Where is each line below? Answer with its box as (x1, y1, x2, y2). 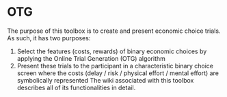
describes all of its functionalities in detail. (16, 83, 136, 92)
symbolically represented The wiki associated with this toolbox (16, 76, 194, 84)
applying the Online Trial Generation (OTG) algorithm (16, 54, 166, 62)
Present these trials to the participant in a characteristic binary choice (16, 61, 214, 70)
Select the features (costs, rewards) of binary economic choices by (16, 47, 207, 55)
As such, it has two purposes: (7, 33, 91, 42)
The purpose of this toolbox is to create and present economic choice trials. (7, 27, 221, 35)
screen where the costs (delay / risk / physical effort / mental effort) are (16, 69, 219, 77)
